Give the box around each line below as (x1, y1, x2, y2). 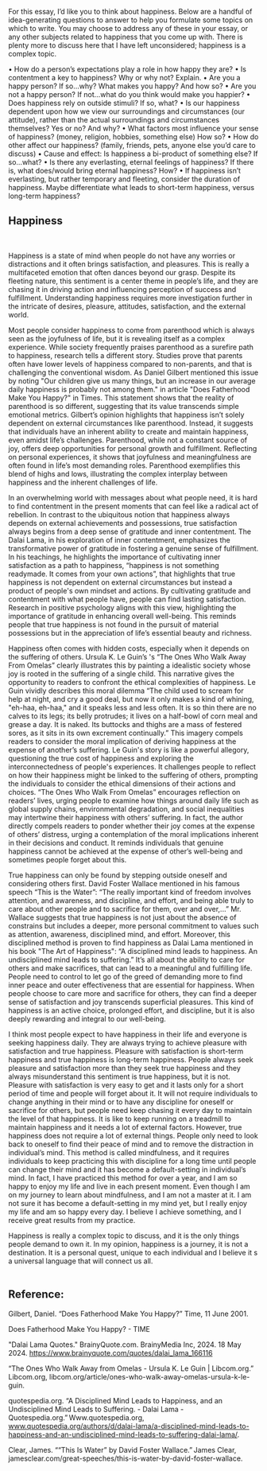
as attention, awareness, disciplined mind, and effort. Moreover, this (8, 929, 230, 939)
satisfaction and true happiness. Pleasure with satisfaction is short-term (8, 1046, 244, 1056)
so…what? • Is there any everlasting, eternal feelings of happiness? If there (8, 158, 254, 166)
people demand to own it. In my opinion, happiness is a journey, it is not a (8, 1239, 249, 1248)
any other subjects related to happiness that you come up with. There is (8, 32, 244, 41)
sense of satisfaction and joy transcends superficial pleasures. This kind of (8, 997, 254, 1006)
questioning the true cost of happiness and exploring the (8, 753, 195, 763)
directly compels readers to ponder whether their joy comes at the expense (8, 821, 256, 831)
